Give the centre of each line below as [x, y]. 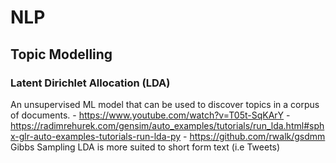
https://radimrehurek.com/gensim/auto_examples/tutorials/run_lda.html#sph [167, 125]
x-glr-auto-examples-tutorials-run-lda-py [96, 136]
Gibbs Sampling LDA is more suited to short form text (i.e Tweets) [145, 147]
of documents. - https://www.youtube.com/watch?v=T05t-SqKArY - [150, 115]
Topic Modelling [61, 54]
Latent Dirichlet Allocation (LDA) [90, 83]
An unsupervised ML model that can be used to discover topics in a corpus [165, 104]
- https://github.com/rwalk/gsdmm [254, 136]
